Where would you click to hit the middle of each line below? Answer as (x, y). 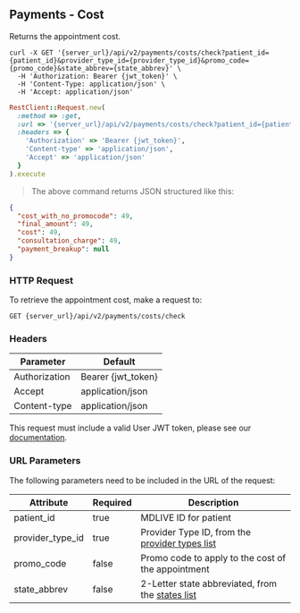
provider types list (179, 543)
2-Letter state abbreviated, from (209, 583)
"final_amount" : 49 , (55, 224)
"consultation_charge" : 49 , (70, 241)
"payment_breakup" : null (63, 250)
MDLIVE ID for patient (186, 517)
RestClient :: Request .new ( (57, 107)
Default (119, 362)
